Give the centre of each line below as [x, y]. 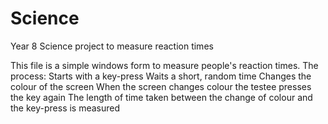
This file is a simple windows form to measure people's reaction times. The [164, 65]
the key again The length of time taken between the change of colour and [161, 97]
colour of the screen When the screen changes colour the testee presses [161, 86]
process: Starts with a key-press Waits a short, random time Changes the [161, 76]
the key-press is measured [65, 108]
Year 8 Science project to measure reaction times [112, 46]
